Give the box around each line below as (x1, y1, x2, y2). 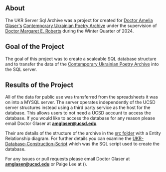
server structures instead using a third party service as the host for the (5, 104, 151, 110)
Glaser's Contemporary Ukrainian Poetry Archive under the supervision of (5, 22, 157, 28)
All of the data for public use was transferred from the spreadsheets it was (5, 94, 159, 100)
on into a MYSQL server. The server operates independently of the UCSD (5, 99, 156, 105)
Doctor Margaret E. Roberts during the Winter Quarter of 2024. (5, 27, 134, 34)
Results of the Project (5, 81, 74, 89)
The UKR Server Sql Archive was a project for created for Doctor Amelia (5, 17, 153, 23)
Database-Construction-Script (5, 141, 68, 147)
